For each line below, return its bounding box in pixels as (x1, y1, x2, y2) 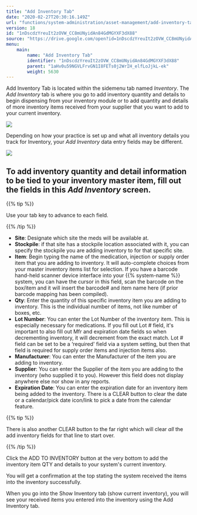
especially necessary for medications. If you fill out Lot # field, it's (14, 322, 174, 329)
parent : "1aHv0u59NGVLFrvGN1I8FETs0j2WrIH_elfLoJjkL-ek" (27, 63, 169, 69)
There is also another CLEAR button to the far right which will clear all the (6, 426, 184, 433)
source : (6, 36, 25, 42)
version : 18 (6, 25, 35, 31)
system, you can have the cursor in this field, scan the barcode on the (14, 278, 184, 285)
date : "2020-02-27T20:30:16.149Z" (6, 14, 91, 20)
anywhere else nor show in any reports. (14, 378, 110, 385)
